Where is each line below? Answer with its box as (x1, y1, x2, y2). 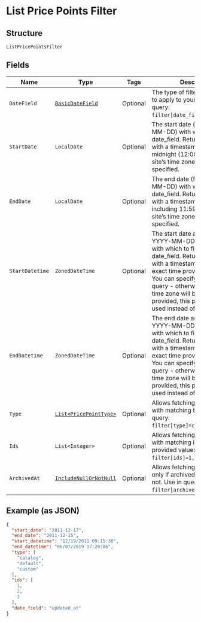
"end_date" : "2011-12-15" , (11, 533, 79, 539)
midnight (151, 150, 176, 158)
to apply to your (151, 95, 196, 104)
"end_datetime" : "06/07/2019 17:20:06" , (11, 544, 114, 550)
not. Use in (151, 478, 182, 486)
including (151, 205, 178, 213)
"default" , (17, 560, 44, 566)
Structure (6, 28, 43, 38)
